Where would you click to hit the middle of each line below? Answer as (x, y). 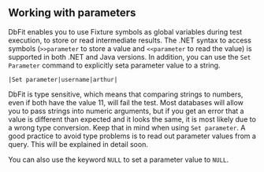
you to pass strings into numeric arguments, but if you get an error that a (126, 111)
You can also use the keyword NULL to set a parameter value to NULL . (119, 159)
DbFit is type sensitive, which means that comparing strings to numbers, (126, 94)
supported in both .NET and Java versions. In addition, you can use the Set (130, 57)
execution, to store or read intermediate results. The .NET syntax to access (130, 40)
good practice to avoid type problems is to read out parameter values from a (132, 136)
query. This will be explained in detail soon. (78, 144)
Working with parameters (72, 13)
